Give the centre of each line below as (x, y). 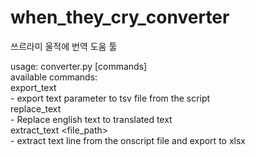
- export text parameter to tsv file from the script (110, 98)
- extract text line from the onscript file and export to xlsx (128, 140)
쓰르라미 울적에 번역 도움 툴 (64, 46)
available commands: (54, 77)
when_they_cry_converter (120, 17)
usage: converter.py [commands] (79, 66)
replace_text (36, 108)
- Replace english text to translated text (91, 119)
